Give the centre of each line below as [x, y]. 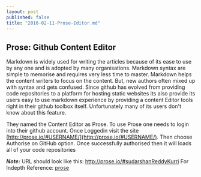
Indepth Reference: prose [38, 168]
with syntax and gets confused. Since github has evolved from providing [96, 87]
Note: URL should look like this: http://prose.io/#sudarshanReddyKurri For [97, 161]
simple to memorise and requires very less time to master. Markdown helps [99, 74]
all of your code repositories [41, 150]
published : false [28, 17]
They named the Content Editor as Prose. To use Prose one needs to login [97, 124]
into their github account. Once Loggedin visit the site [73, 131]
